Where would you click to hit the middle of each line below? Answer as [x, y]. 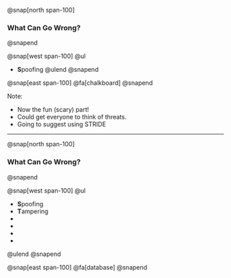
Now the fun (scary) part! [53, 110]
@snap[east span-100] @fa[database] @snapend [77, 267]
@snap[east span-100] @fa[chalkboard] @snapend [80, 83]
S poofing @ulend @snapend [58, 70]
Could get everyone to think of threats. [72, 117]
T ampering [33, 211]
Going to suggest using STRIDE [62, 124]
